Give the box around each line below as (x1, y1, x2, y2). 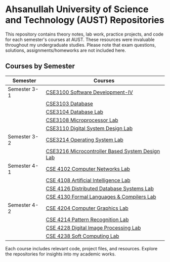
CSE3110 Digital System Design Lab (46, 125, 133, 132)
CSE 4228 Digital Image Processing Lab (46, 224, 141, 231)
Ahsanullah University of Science (5, 4, 149, 15)
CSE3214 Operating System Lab (46, 136, 123, 143)
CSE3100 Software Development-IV (46, 89, 133, 96)
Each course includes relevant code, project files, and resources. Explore (5, 245, 158, 251)
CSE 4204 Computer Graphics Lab (46, 204, 129, 211)
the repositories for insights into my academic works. (5, 251, 116, 257)
